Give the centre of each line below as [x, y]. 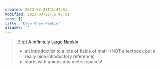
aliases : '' [17, 28]
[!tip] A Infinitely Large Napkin [48, 42]
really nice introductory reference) [60, 56]
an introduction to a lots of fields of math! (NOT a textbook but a [90, 51]
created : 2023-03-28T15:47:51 [36, 10]
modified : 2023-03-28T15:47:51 [37, 14]
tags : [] [14, 19]
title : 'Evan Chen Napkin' [33, 23]
